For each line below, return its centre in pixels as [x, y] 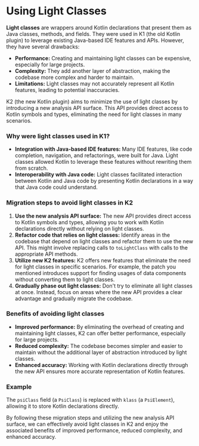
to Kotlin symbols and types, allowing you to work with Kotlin [89, 222]
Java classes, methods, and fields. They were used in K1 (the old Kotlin [93, 33]
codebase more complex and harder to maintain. [74, 77]
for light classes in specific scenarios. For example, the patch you [95, 267]
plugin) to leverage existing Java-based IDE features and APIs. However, [95, 40]
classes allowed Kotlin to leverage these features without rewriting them [103, 162]
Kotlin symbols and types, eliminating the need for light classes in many [94, 114]
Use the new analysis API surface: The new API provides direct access [103, 216]
